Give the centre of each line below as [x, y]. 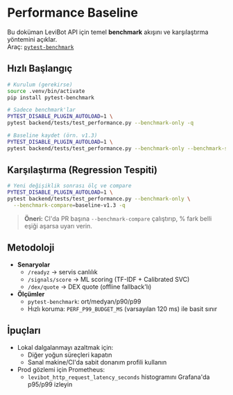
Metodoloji [31, 248]
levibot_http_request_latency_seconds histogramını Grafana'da [119, 377]
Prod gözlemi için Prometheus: [61, 369]
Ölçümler [31, 294]
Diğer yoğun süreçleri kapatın [70, 355]
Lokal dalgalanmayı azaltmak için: [65, 347]
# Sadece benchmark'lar [42, 110]
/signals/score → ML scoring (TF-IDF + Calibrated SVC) [109, 279]
